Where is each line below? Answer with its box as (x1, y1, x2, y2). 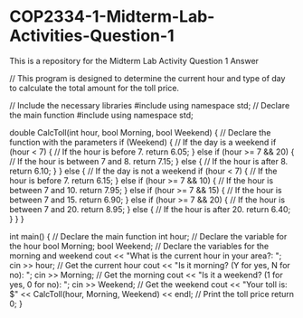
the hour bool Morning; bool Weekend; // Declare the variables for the (9, 240, 270, 251)
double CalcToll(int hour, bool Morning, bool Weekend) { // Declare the (9, 126, 271, 137)
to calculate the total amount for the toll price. (9, 82, 179, 93)
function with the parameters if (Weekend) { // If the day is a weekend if (9, 136, 277, 147)
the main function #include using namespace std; (9, 109, 194, 120)
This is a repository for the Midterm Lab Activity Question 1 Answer (9, 55, 260, 66)
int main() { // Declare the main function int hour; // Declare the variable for (9, 230, 288, 241)
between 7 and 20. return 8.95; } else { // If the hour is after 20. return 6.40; (9, 203, 291, 214)
